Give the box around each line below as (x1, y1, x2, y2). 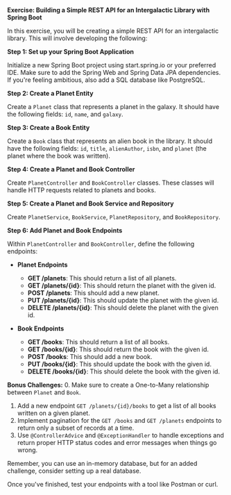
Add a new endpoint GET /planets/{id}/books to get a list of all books (17, 402, 216, 410)
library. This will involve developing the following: (7, 34, 148, 42)
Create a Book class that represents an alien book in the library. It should (7, 137, 213, 145)
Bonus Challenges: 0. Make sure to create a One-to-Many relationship (7, 381, 209, 389)
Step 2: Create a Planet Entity (7, 90, 94, 97)
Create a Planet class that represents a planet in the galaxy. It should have (7, 103, 220, 110)
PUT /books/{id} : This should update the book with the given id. (27, 360, 212, 368)
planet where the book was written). (7, 152, 111, 160)
